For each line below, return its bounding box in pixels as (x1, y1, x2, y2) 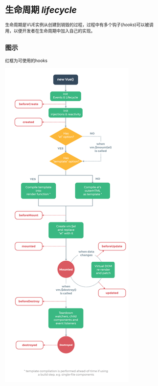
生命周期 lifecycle (5, 4, 77, 16)
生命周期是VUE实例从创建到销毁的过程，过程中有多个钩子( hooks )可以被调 (5, 22, 154, 28)
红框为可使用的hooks (5, 57, 48, 63)
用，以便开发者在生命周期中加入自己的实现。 (5, 28, 95, 33)
